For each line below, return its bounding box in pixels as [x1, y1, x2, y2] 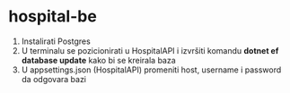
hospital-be [8, 6, 98, 27]
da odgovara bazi [21, 73, 87, 84]
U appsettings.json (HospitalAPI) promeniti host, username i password [21, 64, 282, 75]
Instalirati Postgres [21, 36, 91, 46]
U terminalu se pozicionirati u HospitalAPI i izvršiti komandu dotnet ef [21, 45, 279, 55]
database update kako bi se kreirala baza [21, 55, 176, 65]
